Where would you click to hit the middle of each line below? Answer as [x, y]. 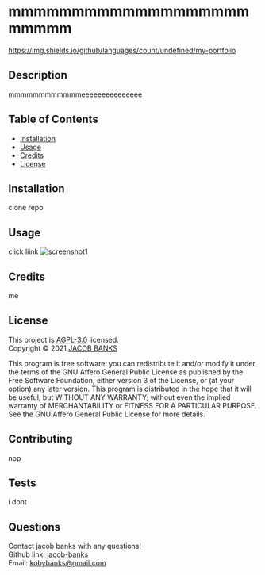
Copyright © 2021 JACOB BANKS [63, 348]
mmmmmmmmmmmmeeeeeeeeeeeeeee [75, 94]
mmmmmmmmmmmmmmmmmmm [129, 11]
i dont [18, 502]
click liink [23, 251]
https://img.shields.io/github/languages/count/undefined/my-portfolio [122, 50]
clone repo [26, 208]
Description [38, 75]
